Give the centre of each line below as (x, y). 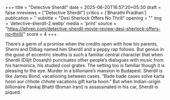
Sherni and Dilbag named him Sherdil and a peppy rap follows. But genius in (84, 49)
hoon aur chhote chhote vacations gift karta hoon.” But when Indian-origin (83, 81)
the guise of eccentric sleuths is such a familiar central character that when (84, 55)
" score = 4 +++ (40, 34)
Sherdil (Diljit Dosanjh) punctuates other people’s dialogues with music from (84, 60)
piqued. (13, 92)
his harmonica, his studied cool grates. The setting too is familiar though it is (85, 65)
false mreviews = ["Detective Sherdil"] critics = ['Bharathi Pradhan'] (76, 13)
